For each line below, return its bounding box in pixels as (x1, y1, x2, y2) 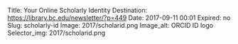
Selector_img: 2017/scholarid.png (7, 28, 106, 37)
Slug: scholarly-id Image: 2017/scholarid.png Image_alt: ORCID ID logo (7, 21, 214, 29)
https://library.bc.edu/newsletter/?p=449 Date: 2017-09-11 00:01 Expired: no (7, 13, 231, 22)
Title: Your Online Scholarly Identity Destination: (7, 6, 148, 14)
